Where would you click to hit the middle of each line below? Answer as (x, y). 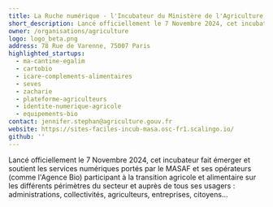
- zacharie (34, 91)
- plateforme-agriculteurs (61, 99)
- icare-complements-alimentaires (74, 76)
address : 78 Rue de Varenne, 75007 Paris (80, 46)
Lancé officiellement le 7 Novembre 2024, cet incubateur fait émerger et (129, 160)
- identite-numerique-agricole (69, 106)
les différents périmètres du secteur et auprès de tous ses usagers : (122, 185)
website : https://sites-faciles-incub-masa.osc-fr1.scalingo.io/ (121, 129)
